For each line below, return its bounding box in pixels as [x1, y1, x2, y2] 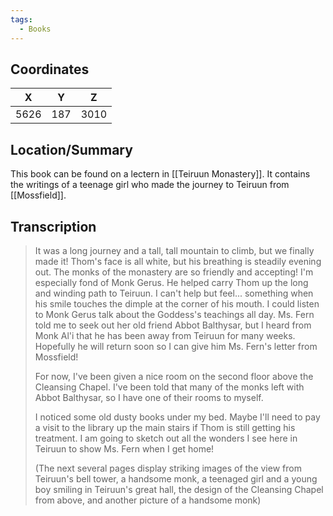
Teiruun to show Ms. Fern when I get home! [34, 442, 215, 455]
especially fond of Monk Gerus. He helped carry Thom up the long [34, 276, 309, 288]
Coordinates [10, 61, 90, 78]
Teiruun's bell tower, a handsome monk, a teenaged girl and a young [34, 472, 318, 485]
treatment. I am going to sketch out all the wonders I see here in [34, 432, 298, 444]
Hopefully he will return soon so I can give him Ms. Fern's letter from [34, 340, 318, 352]
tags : [10, 14, 33, 25]
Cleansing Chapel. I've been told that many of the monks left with [34, 381, 305, 393]
